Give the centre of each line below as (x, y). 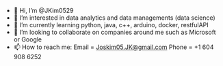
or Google (28, 39)
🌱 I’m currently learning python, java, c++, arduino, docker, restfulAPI (111, 25)
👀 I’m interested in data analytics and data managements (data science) (114, 18)
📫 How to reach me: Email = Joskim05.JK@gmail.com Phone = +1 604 (114, 47)
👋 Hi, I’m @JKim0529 (43, 11)
